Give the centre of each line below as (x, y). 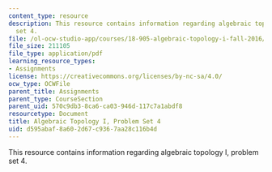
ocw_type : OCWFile (39, 84)
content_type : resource (49, 16)
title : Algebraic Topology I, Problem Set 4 (85, 122)
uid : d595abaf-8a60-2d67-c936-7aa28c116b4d (83, 129)
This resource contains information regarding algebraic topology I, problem (134, 152)
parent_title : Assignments (54, 91)
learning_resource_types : (52, 62)
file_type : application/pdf (56, 54)
